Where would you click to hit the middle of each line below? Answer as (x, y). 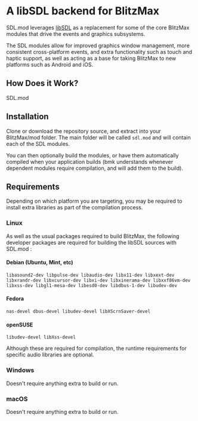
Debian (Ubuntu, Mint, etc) (40, 263)
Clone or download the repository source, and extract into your (83, 131)
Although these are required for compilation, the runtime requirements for (96, 349)
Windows (20, 370)
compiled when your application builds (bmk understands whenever (90, 161)
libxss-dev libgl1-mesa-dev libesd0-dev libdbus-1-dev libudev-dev (92, 285)
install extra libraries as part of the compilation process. (75, 208)
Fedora (15, 299)
